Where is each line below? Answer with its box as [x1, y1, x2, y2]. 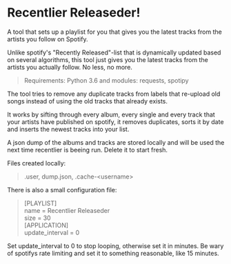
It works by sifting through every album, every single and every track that [7, 110, 215, 119]
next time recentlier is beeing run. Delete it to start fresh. [7, 145, 168, 154]
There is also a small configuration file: [7, 185, 117, 194]
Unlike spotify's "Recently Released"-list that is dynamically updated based [7, 48, 221, 57]
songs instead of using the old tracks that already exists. [7, 97, 168, 105]
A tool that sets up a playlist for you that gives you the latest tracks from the [7, 28, 222, 36]
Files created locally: [7, 159, 66, 167]
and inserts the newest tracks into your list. [7, 125, 130, 133]
